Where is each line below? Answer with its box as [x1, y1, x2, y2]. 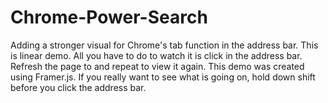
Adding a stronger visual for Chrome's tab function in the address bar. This [10, 39, 319, 51]
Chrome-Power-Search [10, 6, 208, 29]
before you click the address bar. [10, 81, 147, 93]
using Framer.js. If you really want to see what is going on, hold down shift [10, 71, 316, 83]
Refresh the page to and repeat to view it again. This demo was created [10, 60, 305, 72]
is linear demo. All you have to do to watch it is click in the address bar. [10, 49, 303, 61]
